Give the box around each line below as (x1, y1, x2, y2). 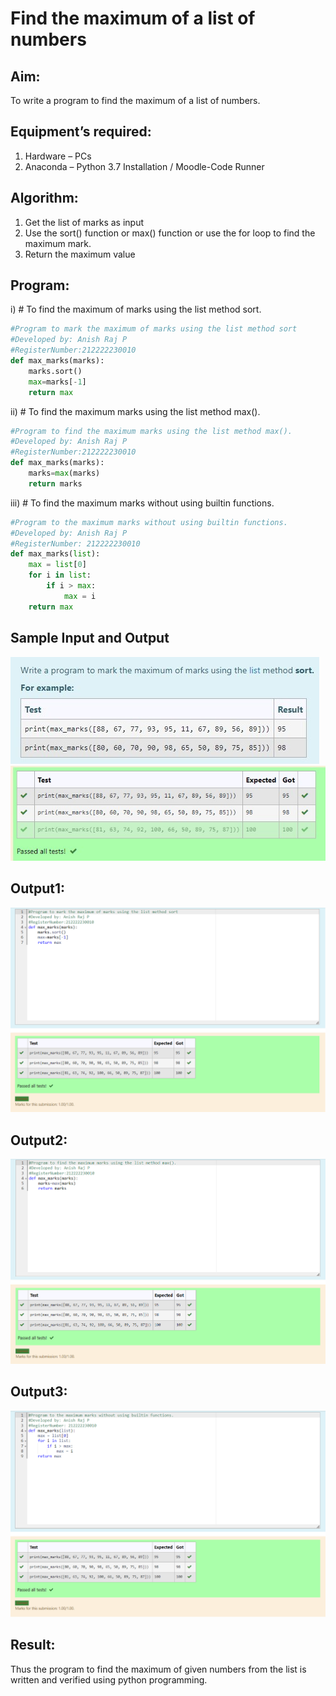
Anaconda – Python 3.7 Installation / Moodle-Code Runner (24, 160, 265, 172)
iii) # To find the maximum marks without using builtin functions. (10, 497, 275, 509)
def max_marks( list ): (10, 549, 101, 559)
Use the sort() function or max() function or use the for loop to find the (24, 227, 316, 239)
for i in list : (28, 570, 92, 581)
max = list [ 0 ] (28, 560, 87, 570)
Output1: (10, 880, 66, 897)
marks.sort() (28, 366, 83, 376)
